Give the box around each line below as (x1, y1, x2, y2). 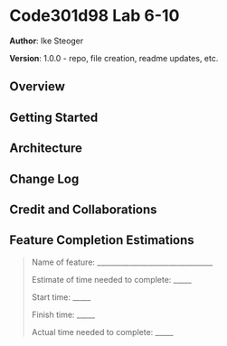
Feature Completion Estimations (9, 232, 194, 248)
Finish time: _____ (31, 309, 96, 320)
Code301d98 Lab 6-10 (9, 5, 180, 26)
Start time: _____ (31, 291, 91, 303)
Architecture (9, 141, 83, 156)
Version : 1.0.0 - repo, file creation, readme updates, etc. (9, 52, 219, 63)
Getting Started (9, 109, 99, 125)
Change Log (9, 171, 80, 186)
